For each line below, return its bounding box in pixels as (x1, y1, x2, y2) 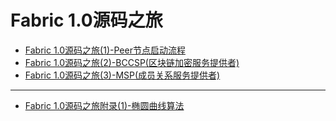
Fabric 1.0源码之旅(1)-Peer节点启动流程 (24, 44, 186, 56)
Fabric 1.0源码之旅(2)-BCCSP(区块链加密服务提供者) (24, 56, 240, 68)
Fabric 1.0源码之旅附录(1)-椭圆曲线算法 (24, 99, 185, 111)
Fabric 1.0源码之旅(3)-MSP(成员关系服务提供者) (24, 69, 221, 81)
